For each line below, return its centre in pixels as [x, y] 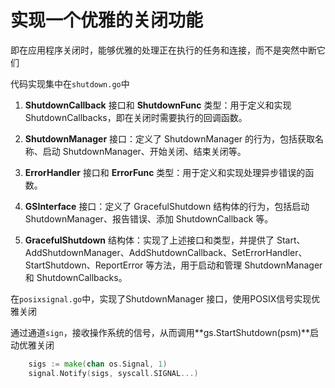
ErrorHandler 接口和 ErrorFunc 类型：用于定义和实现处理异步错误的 [165, 172]
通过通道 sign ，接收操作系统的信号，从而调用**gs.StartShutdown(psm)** [160, 332]
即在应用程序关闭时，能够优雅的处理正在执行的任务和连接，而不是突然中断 [163, 50]
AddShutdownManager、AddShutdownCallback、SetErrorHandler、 [166, 252]
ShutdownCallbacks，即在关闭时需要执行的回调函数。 [136, 117]
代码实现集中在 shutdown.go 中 [70, 83]
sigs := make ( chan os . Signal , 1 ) [98, 364]
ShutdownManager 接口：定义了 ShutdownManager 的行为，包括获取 [170, 138]
